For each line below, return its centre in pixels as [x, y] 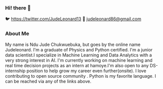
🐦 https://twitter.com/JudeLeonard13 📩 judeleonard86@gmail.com [73, 19]
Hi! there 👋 [18, 8]
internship [15, 71]
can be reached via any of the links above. [48, 81]
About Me [17, 34]
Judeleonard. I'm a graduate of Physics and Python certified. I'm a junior [79, 49]
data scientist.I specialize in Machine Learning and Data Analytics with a [79, 55]
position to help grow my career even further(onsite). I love [86, 71]
